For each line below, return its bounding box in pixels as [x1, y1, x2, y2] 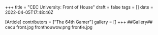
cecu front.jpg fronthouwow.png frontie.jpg [5, 24, 93, 30]
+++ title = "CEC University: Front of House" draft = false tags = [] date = [5, 4, 154, 10]
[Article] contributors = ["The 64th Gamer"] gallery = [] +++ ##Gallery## [5, 19, 153, 25]
